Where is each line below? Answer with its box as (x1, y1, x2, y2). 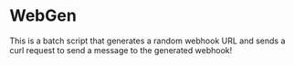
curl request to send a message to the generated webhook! (9, 44, 233, 55)
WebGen (9, 5, 78, 26)
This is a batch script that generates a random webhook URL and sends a (9, 35, 286, 46)
